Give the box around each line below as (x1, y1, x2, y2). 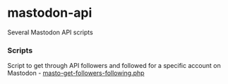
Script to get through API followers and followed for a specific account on (7, 62, 221, 70)
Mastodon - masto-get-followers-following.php (7, 69, 145, 78)
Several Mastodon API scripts (7, 28, 93, 36)
